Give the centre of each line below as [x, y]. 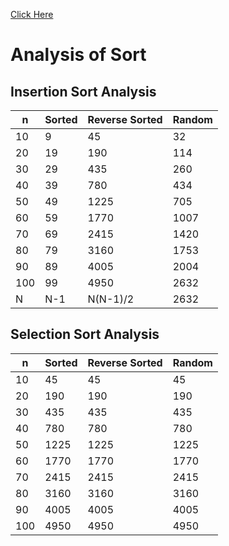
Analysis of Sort [78, 55]
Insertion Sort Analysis [83, 91]
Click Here [32, 14]
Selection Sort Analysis [85, 334]
